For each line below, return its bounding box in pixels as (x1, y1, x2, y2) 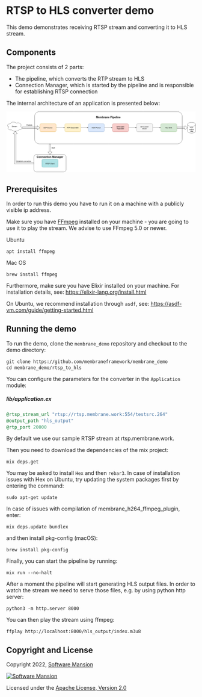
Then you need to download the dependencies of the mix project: (6, 447, 168, 454)
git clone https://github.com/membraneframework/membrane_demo (6, 359, 168, 365)
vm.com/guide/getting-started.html (6, 306, 94, 314)
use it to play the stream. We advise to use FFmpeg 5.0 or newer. (6, 225, 167, 232)
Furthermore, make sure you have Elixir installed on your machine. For (6, 282, 180, 289)
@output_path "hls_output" (6, 418, 74, 424)
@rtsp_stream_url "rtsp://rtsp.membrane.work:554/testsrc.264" (6, 411, 168, 417)
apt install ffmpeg (6, 249, 55, 255)
